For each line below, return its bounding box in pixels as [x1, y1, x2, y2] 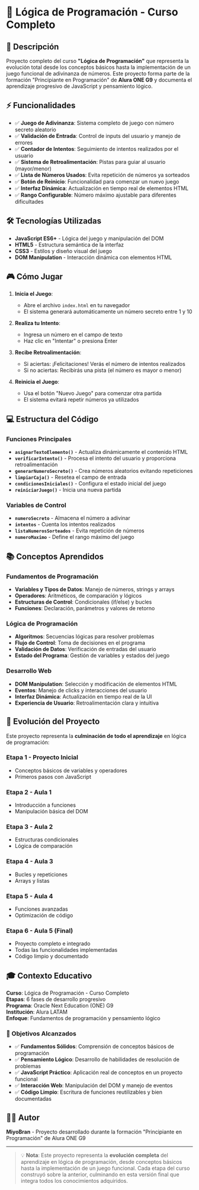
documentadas [14, 1096, 52, 1103]
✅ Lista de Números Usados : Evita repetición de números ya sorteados [14, 171, 190, 178]
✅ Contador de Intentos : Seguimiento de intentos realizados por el [14, 145, 179, 152]
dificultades [14, 198, 44, 205]
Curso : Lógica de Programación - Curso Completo [6, 989, 129, 997]
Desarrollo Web [6, 667, 52, 675]
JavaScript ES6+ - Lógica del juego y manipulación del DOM [14, 235, 164, 242]
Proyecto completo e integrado [14, 940, 91, 947]
